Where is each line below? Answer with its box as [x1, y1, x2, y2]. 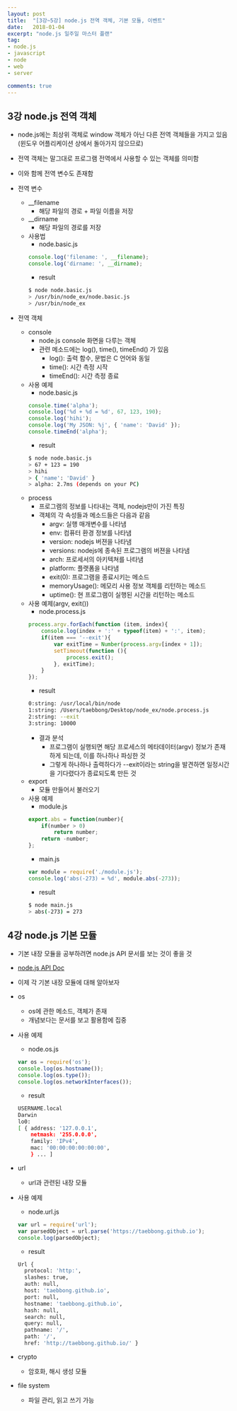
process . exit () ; [66, 654, 115, 661]
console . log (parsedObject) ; [17, 1234, 100, 1241]
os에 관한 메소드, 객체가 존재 [28, 1007, 108, 1016]
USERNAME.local [17, 1105, 63, 1112]
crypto [17, 1352, 37, 1361]
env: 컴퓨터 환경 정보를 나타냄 [49, 528, 132, 538]
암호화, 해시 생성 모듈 [28, 1366, 87, 1376]
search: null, [24, 1313, 66, 1320]
